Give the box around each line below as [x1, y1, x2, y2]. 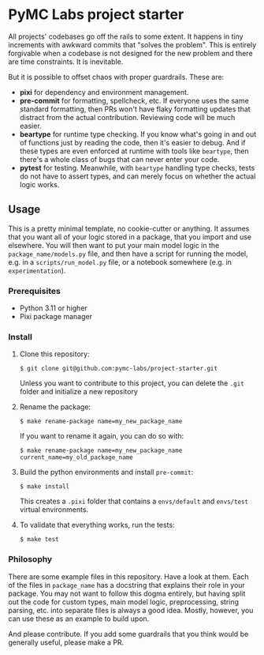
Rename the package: [19, 402, 91, 412]
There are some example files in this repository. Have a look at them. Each [8, 571, 250, 582]
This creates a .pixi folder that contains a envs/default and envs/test [19, 496, 249, 506]
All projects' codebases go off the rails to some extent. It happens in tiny [8, 32, 244, 41]
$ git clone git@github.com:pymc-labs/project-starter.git [19, 365, 218, 373]
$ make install [19, 483, 70, 491]
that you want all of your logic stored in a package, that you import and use [8, 232, 252, 242]
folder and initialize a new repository [19, 387, 138, 397]
